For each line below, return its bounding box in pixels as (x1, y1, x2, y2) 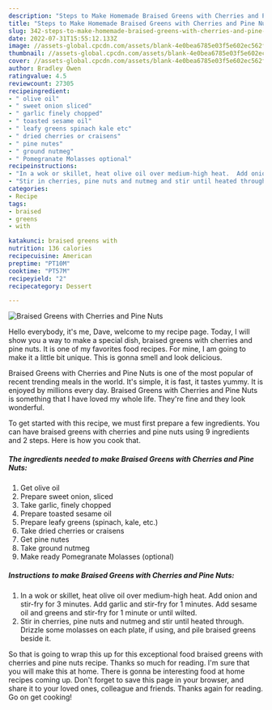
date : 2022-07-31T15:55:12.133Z (8, 34, 117, 43)
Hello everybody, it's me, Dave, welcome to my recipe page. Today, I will (8, 327, 250, 336)
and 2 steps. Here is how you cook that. (8, 436, 142, 446)
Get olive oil (19, 483, 60, 493)
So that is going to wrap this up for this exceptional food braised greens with (8, 649, 263, 659)
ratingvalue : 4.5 (8, 72, 67, 80)
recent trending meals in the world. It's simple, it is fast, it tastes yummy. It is (8, 377, 263, 387)
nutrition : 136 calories (8, 244, 92, 253)
